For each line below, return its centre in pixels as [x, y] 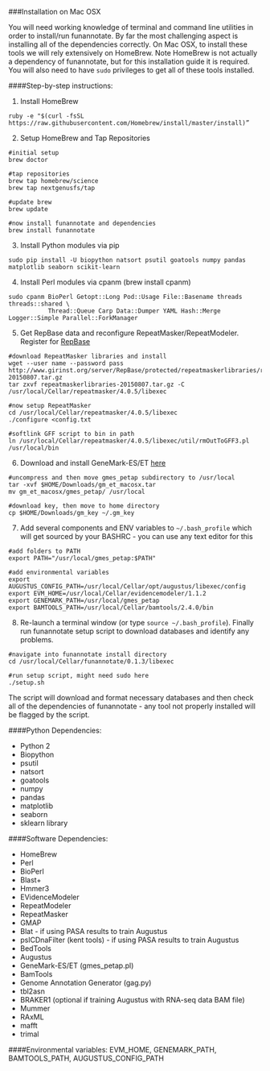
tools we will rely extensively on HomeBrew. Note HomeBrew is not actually [133, 53]
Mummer [35, 1008]
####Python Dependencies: [55, 730]
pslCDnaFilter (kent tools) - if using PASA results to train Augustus [129, 940]
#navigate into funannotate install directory [88, 654]
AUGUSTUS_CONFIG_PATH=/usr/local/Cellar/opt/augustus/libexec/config [127, 587]
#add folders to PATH [45, 551]
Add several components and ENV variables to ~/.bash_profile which [136, 528]
